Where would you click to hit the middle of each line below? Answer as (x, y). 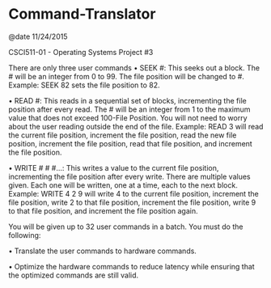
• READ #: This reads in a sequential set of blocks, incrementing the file (127, 100)
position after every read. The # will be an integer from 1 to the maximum (129, 109)
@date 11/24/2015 (38, 36)
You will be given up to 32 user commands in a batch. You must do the (126, 227)
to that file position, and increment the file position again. (103, 210)
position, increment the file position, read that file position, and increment (130, 143)
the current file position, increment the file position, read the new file (123, 135)
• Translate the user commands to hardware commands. (102, 251)
